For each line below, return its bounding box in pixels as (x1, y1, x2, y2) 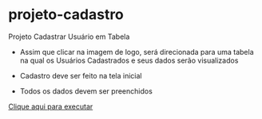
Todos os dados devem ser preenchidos (19, 86, 153, 96)
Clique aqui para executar (8, 102, 93, 111)
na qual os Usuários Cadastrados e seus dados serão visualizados (19, 56, 239, 65)
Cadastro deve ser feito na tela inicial (19, 71, 142, 80)
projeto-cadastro (8, 6, 124, 24)
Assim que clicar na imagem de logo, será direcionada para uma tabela (19, 47, 254, 56)
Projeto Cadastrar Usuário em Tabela (8, 32, 130, 41)
